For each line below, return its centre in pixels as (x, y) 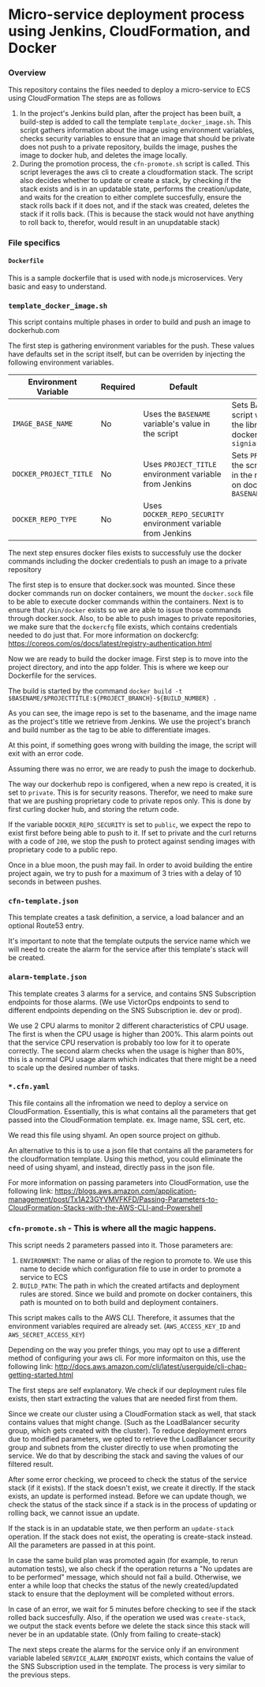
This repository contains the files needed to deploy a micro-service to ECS (129, 90)
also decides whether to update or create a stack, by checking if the (131, 181)
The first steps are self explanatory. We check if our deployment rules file (127, 1390)
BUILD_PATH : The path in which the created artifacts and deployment (129, 1286)
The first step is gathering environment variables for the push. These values (131, 346)
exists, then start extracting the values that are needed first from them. (123, 1399)
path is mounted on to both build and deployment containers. (119, 1303)
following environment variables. (61, 362)
